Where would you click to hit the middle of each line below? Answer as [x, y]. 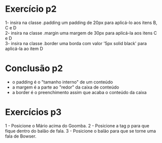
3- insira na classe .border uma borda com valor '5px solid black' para [76, 43]
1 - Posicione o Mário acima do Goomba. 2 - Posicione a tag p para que [77, 125]
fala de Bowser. [21, 136]
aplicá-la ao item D [24, 48]
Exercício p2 [31, 9]
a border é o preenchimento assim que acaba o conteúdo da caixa [79, 92]
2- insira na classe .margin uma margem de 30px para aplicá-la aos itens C [81, 33]
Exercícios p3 [33, 112]
